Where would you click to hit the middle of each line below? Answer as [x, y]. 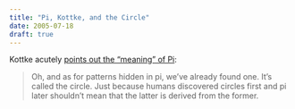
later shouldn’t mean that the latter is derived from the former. [145, 96]
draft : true [31, 34]
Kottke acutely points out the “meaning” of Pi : [93, 60]
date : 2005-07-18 [42, 26]
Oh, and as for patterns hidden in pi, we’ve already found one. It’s [152, 77]
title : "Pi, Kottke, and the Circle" [80, 17]
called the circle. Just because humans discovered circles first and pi [159, 87]
